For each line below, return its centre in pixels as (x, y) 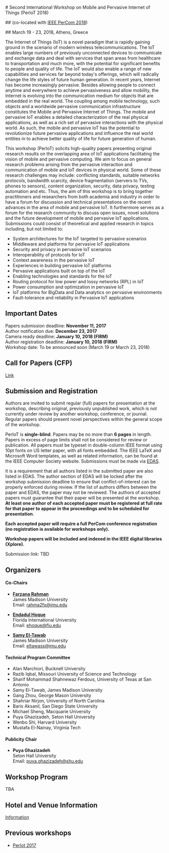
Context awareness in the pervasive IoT (53, 260)
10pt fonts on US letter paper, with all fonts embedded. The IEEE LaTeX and (83, 450)
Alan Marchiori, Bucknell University (49, 669)
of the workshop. (23, 425)
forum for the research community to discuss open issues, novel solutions (82, 213)
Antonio (21, 685)
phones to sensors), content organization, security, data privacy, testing (80, 186)
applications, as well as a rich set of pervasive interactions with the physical (84, 122)
